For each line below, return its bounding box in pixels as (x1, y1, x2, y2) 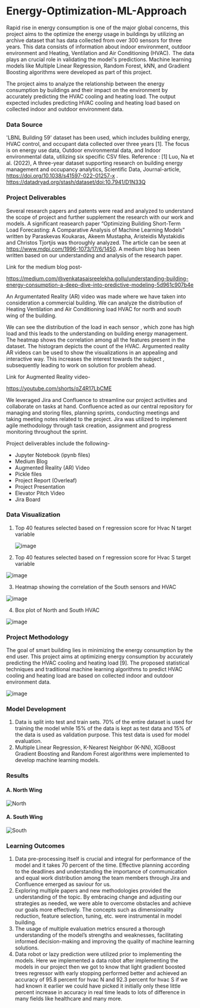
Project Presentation (14, 483, 66, 490)
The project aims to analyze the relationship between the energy (6, 80, 165, 87)
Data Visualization (6, 510, 61, 519)
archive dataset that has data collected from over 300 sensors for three (6, 36, 182, 44)
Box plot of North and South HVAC (14, 606, 100, 614)
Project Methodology (6, 633, 69, 641)
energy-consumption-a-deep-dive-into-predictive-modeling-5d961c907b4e (6, 281, 194, 288)
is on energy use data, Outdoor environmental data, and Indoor (6, 147, 161, 154)
